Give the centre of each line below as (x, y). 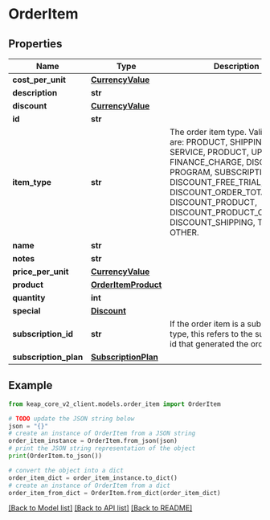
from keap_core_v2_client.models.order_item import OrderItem (115, 404)
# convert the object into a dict (66, 470)
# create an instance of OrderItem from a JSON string (102, 434)
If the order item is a (208, 324)
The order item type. (208, 132)
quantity (29, 298)
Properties (35, 44)
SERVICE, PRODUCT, (209, 152)
